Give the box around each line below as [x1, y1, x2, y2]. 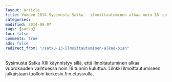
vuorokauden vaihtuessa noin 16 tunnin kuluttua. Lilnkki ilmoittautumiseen [5, 65, 161, 71]
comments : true [5, 36, 38, 42]
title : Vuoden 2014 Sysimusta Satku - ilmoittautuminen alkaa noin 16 [5, 12, 159, 17]
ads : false [5, 41, 29, 46]
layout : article [5, 7, 40, 13]
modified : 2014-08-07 [5, 22, 52, 27]
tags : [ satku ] [5, 27, 36, 32]
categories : [5, 17, 31, 22]
